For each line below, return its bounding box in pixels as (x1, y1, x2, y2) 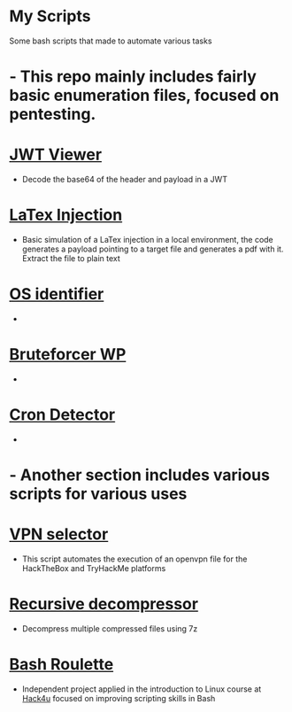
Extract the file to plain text (21, 253, 121, 263)
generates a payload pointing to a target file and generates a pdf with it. (21, 244, 284, 254)
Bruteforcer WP (9, 344, 127, 365)
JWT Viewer (9, 144, 103, 165)
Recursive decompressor (9, 594, 199, 615)
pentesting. (9, 104, 96, 125)
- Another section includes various (9, 465, 270, 484)
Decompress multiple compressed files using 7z (21, 623, 198, 634)
